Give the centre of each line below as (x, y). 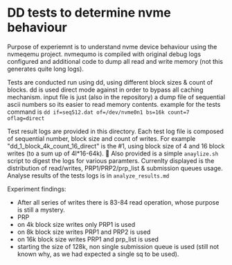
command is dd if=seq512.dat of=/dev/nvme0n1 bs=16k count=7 (98, 112)
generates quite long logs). (46, 69)
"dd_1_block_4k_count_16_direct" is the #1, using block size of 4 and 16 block (116, 146)
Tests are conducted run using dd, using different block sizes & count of (110, 82)
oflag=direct (26, 118)
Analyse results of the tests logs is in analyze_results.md (88, 176)
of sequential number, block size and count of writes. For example (101, 138)
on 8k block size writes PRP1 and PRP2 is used (84, 232)
